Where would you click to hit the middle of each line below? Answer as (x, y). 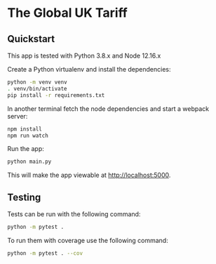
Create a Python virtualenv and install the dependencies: (89, 69)
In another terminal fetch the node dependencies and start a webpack (108, 108)
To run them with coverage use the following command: (88, 240)
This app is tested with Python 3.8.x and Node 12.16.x (84, 55)
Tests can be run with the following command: (74, 214)
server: (18, 116)
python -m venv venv (38, 82)
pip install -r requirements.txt (56, 95)
